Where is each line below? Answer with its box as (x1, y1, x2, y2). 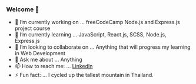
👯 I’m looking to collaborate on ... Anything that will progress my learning (14, 43, 191, 51)
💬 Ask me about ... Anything (14, 56, 82, 63)
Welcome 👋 (6, 5, 39, 14)
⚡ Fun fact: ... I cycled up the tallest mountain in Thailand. (14, 72, 154, 79)
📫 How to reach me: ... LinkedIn (14, 63, 93, 70)
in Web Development (14, 50, 66, 57)
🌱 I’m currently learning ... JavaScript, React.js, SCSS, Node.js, (14, 31, 167, 38)
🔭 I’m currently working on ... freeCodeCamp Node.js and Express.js (14, 19, 181, 26)
